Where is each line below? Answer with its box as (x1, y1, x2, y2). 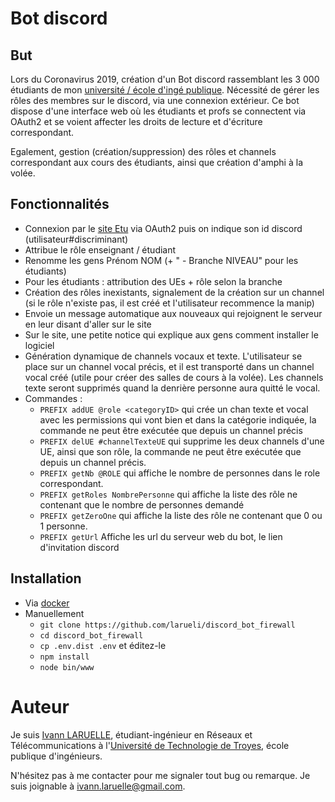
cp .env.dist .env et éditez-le (39, 639, 167, 651)
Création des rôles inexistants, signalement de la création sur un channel (24, 286, 325, 298)
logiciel (24, 339, 55, 351)
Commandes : (24, 392, 83, 404)
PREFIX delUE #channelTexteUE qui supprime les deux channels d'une (39, 435, 325, 447)
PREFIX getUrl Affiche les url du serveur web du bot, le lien (39, 530, 283, 542)
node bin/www (39, 662, 95, 672)
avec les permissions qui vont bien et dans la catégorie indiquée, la (39, 413, 317, 426)
